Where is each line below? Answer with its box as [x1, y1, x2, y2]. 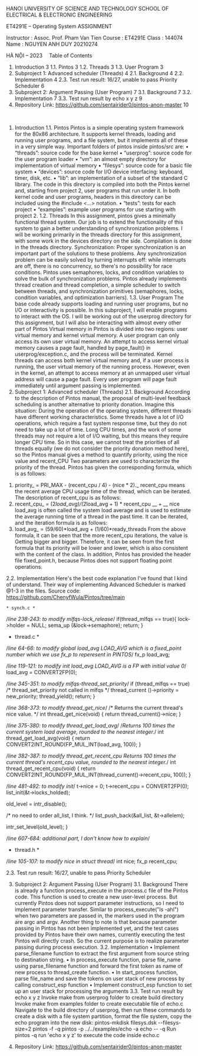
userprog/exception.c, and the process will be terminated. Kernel [14, 350, 173, 358]
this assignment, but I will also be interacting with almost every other [14, 319, 181, 326]
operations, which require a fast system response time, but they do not [14, 420, 187, 427]
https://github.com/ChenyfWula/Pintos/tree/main [6, 594, 125, 600]
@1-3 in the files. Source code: [6, 587, 81, 594]
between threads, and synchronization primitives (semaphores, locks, [14, 288, 184, 295]
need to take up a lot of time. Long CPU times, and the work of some [14, 426, 181, 433]
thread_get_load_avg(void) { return [6, 735, 90, 742]
